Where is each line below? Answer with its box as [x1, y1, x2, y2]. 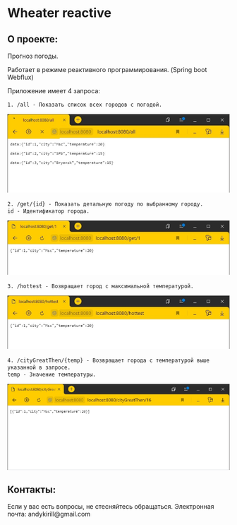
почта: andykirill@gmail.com [7, 510, 90, 519]
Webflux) [7, 73, 34, 81]
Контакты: [7, 483, 56, 495]
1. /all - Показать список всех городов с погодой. [7, 101, 162, 108]
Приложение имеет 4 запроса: [7, 87, 101, 95]
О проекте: [7, 33, 59, 45]
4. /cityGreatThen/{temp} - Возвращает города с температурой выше [7, 357, 210, 365]
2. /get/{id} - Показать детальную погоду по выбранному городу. [7, 200, 203, 208]
